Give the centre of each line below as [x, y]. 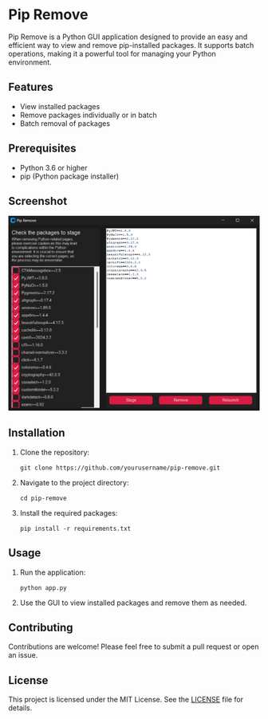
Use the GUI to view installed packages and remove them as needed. [133, 603]
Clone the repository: [55, 452]
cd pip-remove [43, 498]
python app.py [43, 587]
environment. [30, 62]
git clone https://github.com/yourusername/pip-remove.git [120, 468]
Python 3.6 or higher [53, 167]
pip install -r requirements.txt [75, 528]
